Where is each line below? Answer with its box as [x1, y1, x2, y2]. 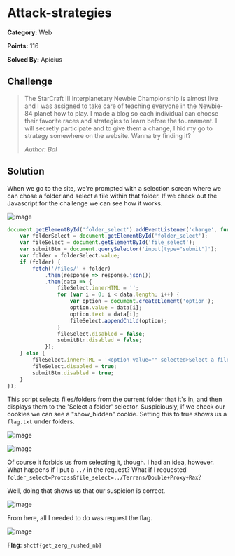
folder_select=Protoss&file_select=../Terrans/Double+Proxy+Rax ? [7, 473, 201, 482]
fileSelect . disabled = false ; [57, 330, 145, 337]
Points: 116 [7, 41, 39, 50]
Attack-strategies [7, 5, 112, 21]
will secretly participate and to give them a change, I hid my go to [24, 124, 213, 133]
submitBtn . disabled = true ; [32, 369, 114, 377]
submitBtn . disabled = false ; [57, 337, 142, 344]
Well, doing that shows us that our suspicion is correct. [7, 487, 166, 495]
